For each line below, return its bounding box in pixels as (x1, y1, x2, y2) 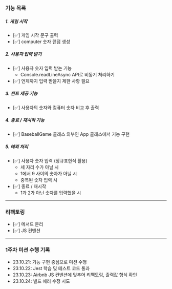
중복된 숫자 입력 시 (20, 177, 58, 183)
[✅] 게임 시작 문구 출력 (12, 32, 58, 38)
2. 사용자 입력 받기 (5, 51, 42, 57)
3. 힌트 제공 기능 (5, 91, 38, 97)
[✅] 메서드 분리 (12, 221, 44, 228)
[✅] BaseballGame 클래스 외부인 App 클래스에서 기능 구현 (12, 131, 130, 137)
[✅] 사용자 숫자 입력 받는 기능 (12, 65, 72, 71)
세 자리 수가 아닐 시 (20, 164, 59, 170)
